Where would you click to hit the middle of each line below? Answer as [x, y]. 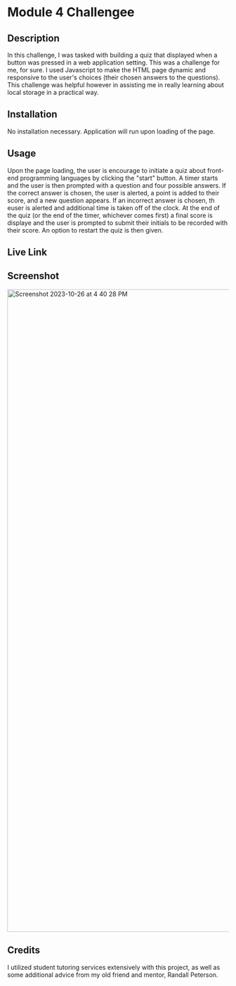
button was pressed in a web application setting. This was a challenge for [113, 63]
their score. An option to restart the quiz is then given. [85, 230]
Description [33, 38]
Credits [24, 951]
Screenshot [33, 276]
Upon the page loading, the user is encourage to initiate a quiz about [106, 170]
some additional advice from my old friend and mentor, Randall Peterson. [113, 975]
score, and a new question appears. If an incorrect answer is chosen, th [111, 200]
